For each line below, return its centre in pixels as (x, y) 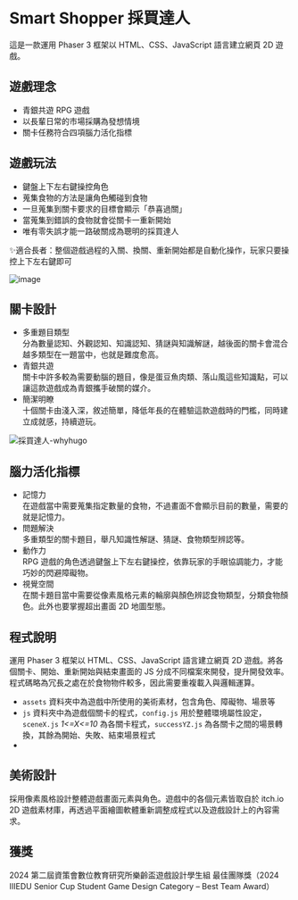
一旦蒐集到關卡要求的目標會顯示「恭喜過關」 (104, 208)
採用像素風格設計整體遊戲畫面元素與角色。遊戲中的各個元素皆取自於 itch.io (146, 798)
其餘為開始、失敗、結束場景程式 (97, 735)
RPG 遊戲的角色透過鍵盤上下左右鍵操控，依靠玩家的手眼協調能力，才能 (153, 562)
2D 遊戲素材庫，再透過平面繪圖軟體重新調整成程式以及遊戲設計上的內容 (141, 810)
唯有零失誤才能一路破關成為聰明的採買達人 (100, 231)
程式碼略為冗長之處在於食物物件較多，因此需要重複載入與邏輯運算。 (134, 683)
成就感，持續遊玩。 (65, 421)
